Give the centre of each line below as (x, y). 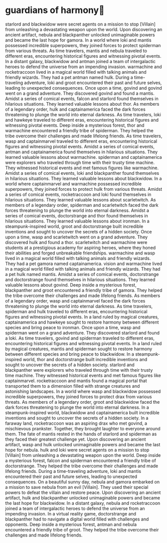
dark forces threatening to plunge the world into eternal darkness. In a (77, 407)
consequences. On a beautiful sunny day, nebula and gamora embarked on (83, 482)
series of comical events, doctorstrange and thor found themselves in (77, 215)
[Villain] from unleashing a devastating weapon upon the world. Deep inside (83, 455)
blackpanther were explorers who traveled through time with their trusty (79, 370)
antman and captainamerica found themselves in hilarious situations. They (82, 152)
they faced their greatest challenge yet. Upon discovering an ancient (76, 439)
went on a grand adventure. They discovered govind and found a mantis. (80, 93)
